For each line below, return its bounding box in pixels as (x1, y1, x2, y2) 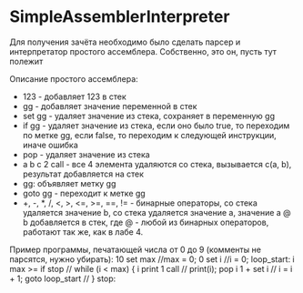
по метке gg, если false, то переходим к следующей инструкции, (22, 129, 278, 140)
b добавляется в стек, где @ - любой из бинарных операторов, (22, 217, 269, 227)
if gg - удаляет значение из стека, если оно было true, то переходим (22, 120, 290, 131)
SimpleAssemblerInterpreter (9, 6, 230, 27)
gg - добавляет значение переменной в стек (22, 100, 197, 111)
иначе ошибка (22, 139, 79, 150)
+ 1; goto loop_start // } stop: (9, 273, 116, 284)
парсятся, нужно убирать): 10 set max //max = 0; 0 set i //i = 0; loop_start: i (9, 253, 295, 265)
